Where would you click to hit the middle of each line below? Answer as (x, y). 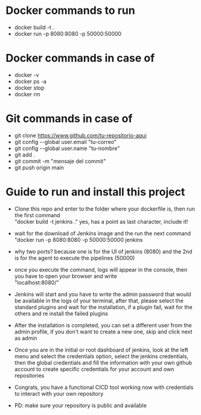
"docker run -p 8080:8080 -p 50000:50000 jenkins (78, 240)
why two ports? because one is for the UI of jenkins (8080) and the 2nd (103, 251)
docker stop (29, 88)
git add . (25, 154)
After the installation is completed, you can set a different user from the (103, 325)
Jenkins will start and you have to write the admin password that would (103, 294)
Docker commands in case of (80, 58)
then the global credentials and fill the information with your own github (103, 362)
